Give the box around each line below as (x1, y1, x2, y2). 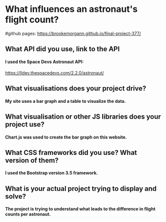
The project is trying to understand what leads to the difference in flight (5, 206, 156, 212)
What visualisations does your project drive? (5, 84, 146, 92)
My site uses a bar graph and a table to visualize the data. (5, 98, 126, 104)
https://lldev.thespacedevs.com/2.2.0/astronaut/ (5, 70, 104, 75)
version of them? (5, 156, 59, 164)
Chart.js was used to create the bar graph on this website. (5, 134, 127, 140)
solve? (5, 192, 26, 201)
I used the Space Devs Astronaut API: (5, 59, 84, 65)
